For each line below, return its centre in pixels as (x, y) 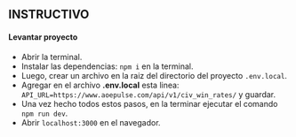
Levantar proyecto (43, 37)
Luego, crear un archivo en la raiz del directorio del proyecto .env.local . (154, 75)
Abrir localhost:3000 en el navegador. (91, 122)
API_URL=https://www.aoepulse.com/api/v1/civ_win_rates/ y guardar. (148, 94)
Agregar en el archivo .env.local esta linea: (100, 85)
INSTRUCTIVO (49, 15)
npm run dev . (44, 113)
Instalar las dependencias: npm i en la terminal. (107, 66)
